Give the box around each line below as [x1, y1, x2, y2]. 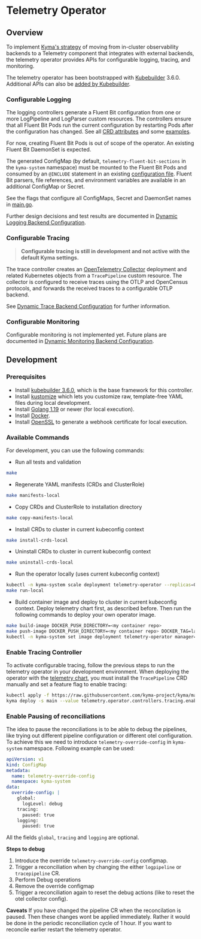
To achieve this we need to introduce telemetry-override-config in [6, 738, 172, 746]
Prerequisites [6, 372, 46, 381]
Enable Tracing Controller [6, 648, 83, 656]
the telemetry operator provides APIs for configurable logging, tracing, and [6, 56, 190, 63]
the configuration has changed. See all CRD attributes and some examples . [6, 128, 191, 135]
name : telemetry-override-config [11, 773, 95, 779]
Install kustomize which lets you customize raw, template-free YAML [14, 393, 184, 400]
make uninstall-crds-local [6, 559, 74, 566]
